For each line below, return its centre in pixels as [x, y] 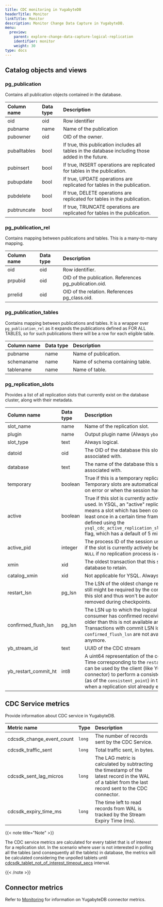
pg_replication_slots [30, 384]
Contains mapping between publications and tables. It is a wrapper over [77, 323]
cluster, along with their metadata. [39, 400]
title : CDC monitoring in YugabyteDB [43, 10]
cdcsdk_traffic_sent [30, 750]
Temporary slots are [107, 484]
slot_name [19, 426]
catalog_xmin [23, 576]
